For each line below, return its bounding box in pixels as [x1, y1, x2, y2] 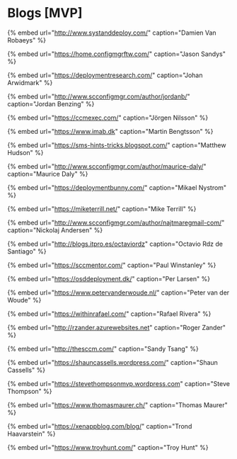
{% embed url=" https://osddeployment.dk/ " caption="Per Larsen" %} [7, 274, 211, 283]
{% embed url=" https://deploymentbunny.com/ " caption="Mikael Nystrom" [7, 183, 227, 192]
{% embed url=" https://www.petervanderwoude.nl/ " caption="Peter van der [7, 288, 230, 297]
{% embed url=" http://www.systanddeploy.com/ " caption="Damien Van [7, 28, 217, 37]
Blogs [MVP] [7, 5, 83, 21]
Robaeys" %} [7, 35, 47, 44]
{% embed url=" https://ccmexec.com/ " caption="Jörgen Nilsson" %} [7, 113, 209, 122]
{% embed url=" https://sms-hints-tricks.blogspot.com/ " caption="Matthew [7, 140, 226, 149]
